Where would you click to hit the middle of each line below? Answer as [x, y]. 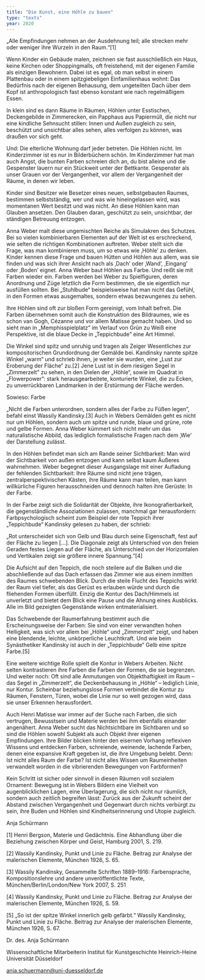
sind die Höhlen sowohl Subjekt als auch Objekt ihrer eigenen [84, 734]
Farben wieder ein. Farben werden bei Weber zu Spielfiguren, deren [92, 276]
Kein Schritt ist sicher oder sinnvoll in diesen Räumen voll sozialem [90, 778]
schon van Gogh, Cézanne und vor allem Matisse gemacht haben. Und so [99, 321]
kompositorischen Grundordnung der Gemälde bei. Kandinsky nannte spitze [102, 353]
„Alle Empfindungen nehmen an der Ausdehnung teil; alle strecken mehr [97, 41]
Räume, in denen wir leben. [41, 181]
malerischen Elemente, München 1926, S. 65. [63, 860]
